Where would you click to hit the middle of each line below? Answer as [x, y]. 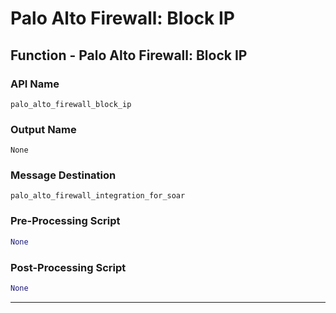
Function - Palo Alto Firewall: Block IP [129, 55]
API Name [35, 84]
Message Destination [63, 175]
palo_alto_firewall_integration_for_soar [98, 196]
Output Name [43, 129]
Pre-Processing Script [65, 221]
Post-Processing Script [68, 267]
